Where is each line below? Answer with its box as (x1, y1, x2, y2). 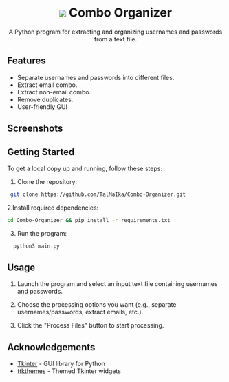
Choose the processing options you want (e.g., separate (17, 301, 177, 309)
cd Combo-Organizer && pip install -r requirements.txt (7, 217, 171, 223)
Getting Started (7, 146, 75, 158)
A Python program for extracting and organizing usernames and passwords (8, 28, 223, 36)
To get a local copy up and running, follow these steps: (7, 164, 163, 172)
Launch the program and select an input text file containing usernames (17, 280, 218, 288)
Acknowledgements (7, 341, 96, 353)
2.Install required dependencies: (7, 203, 99, 212)
